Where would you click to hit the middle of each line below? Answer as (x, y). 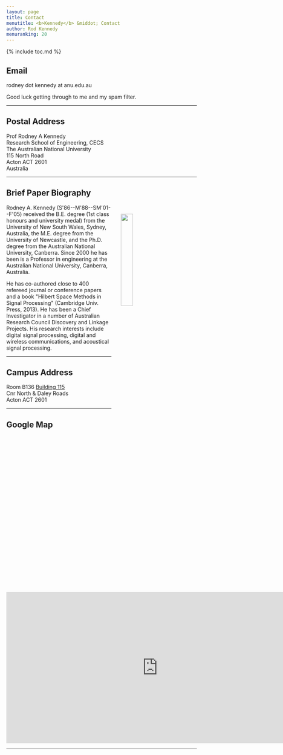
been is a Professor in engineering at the (57, 259)
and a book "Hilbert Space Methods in (54, 296)
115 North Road (25, 155)
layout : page (23, 12)
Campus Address (40, 372)
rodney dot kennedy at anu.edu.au (49, 85)
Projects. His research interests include (55, 328)
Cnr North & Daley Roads (37, 393)
